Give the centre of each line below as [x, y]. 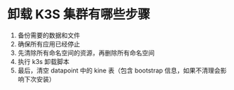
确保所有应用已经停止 [49, 44]
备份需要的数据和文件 [49, 35]
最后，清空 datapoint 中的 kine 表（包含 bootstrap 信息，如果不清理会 [119, 70]
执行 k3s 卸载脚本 [43, 61]
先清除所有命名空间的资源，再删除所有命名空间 [86, 53]
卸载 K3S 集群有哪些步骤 [79, 14]
